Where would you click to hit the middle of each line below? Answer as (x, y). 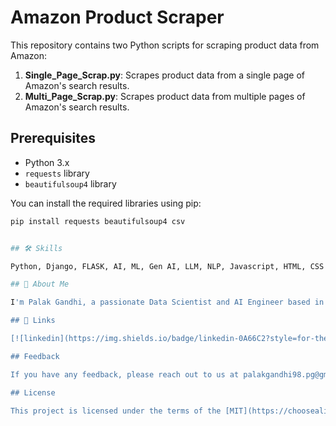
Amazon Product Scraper (117, 17)
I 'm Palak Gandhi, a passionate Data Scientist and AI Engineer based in (167, 302)
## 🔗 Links (33, 321)
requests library (57, 173)
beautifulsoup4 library (70, 183)
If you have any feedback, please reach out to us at (125, 374)
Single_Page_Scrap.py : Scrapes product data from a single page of (164, 75)
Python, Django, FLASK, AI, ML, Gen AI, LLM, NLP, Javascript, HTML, (158, 266)
